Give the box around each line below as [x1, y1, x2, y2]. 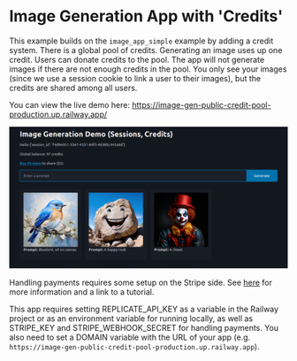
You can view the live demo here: [9, 99, 131, 110]
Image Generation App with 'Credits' [9, 6, 284, 27]
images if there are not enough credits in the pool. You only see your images [9, 64, 287, 74]
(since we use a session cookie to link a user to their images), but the [9, 73, 262, 83]
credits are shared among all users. [9, 82, 138, 93]
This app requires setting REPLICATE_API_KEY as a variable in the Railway [9, 303, 279, 315]
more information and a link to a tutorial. [9, 287, 155, 297]
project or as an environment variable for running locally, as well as [9, 313, 254, 324]
